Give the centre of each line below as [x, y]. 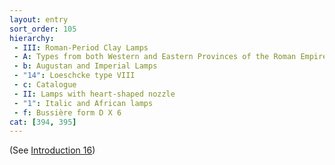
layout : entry [39, 19]
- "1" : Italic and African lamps [83, 103]
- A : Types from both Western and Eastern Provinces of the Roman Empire [170, 57]
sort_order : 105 [43, 29]
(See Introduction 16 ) [52, 150]
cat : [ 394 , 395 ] [43, 122]
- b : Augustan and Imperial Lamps [85, 66]
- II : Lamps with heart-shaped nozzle [94, 94]
